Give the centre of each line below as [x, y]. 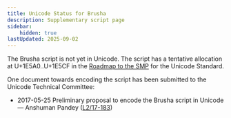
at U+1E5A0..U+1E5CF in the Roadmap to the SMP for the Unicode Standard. [115, 66]
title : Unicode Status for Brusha [57, 13]
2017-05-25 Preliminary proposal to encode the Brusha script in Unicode [120, 100]
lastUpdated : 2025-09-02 [43, 39]
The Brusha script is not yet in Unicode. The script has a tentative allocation [115, 59]
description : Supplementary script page [66, 20]
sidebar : [20, 26]
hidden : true [38, 33]
